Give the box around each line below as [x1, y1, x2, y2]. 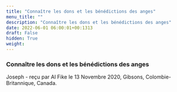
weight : [6, 41, 25, 47]
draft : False [6, 30, 38, 36]
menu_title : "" [6, 14, 43, 20]
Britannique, [6, 80, 36, 87]
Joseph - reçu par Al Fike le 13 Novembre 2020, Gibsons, [6, 73, 145, 80]
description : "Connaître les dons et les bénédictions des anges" [6, 19, 172, 25]
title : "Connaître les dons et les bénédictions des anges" [6, 8, 156, 15]
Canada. [36, 80, 57, 87]
